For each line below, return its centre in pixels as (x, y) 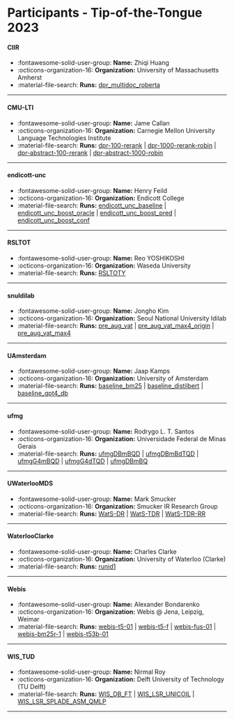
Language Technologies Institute (64, 138)
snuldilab (21, 295)
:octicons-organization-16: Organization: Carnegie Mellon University (116, 130)
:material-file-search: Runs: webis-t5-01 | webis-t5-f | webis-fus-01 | (116, 627)
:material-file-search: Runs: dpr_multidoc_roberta (88, 85)
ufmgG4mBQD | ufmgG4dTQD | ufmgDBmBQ (83, 461)
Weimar (28, 619)
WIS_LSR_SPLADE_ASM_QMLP (62, 702)
